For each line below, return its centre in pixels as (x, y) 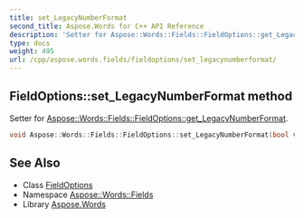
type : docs (30, 43)
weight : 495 (32, 52)
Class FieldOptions (57, 185)
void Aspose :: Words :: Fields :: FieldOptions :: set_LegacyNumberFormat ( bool (149, 135)
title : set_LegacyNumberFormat (68, 18)
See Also (35, 163)
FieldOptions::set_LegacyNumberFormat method (151, 96)
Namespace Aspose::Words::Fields (88, 194)
